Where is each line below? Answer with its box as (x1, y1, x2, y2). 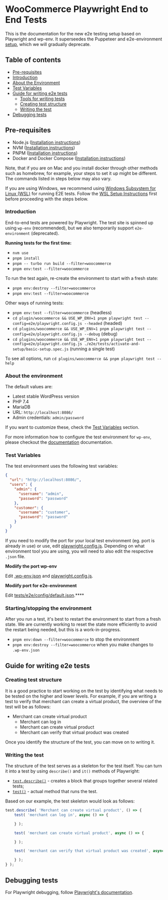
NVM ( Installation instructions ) (12, 144, 75, 150)
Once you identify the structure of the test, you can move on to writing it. (5, 739, 155, 745)
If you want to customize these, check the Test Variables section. (5, 424, 139, 430)
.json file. (5, 553, 25, 559)
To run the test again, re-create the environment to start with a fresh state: (5, 275, 158, 281)
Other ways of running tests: (5, 300, 64, 306)
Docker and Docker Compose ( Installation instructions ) (12, 155, 126, 161)
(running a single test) (69, 346, 115, 352)
